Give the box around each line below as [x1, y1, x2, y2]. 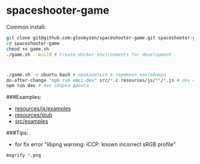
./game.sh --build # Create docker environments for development [6, 51, 171, 57]
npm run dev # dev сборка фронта [6, 83, 89, 89]
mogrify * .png [6, 153, 42, 159]
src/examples [14, 117, 49, 125]
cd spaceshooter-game [6, 40, 60, 47]
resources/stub [14, 112, 52, 119]
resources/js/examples [14, 105, 71, 112]
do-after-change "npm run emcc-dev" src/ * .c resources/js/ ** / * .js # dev [6, 77, 190, 83]
